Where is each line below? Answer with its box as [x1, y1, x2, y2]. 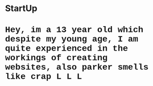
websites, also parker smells [5, 62, 149, 72]
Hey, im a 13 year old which [5, 25, 144, 35]
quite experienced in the [5, 44, 128, 54]
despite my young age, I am [5, 34, 138, 44]
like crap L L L [5, 72, 82, 82]
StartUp [5, 3, 38, 14]
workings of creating [5, 53, 108, 63]
